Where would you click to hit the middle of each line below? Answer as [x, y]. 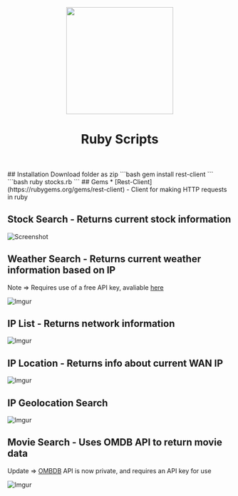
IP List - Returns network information [91, 324]
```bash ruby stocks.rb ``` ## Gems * [61, 181]
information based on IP [62, 270]
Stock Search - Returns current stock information [119, 219]
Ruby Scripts [120, 140]
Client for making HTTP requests [179, 189]
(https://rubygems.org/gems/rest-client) [66, 189]
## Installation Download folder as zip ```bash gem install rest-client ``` [110, 174]
